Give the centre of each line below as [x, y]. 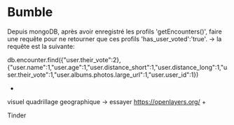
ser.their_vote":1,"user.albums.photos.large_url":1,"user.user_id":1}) [103, 75]
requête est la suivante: [41, 46]
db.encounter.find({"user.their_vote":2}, [64, 59]
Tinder [17, 115]
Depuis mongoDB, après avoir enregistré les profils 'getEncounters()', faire [115, 31]
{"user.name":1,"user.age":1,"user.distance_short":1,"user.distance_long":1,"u [117, 67]
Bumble [30, 12]
